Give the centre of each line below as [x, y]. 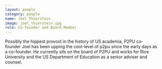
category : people [22, 14]
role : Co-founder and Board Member [41, 28]
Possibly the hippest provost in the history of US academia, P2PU [70, 41]
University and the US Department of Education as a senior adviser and [76, 57]
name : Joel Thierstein [28, 18]
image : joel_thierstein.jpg [33, 23]
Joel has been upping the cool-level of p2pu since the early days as [89, 47]
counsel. [14, 62]
